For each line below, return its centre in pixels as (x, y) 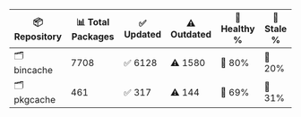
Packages (93, 37)
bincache (34, 70)
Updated (143, 34)
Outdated (191, 34)
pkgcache (35, 100)
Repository (38, 37)
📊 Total (93, 21)
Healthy (238, 29)
